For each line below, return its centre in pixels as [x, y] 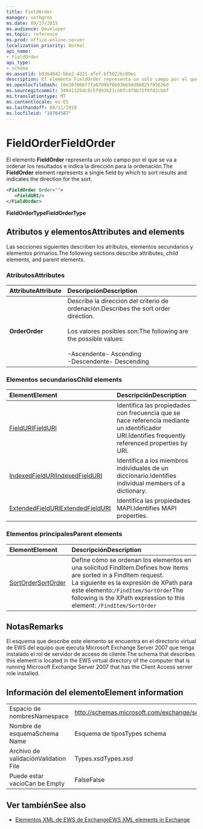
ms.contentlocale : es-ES [37, 102]
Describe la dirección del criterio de [118, 301]
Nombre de [25, 726]
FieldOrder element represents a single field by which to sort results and [97, 172]
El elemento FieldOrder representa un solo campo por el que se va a [92, 160]
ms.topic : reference [32, 34]
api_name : [19, 51]
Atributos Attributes [36, 275]
